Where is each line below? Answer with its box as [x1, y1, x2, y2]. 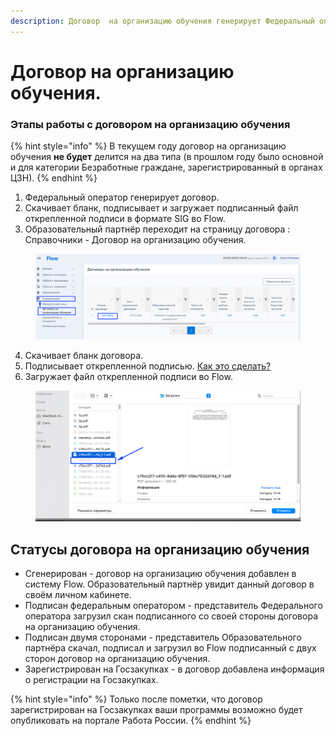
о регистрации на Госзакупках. [24, 674, 159, 686]
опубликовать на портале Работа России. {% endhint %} [10, 715, 252, 727]
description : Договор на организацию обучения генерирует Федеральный [10, 16, 315, 26]
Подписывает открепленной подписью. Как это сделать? [24, 360, 272, 372]
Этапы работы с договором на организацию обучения [10, 117, 291, 131]
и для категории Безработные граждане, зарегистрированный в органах [10, 161, 323, 174]
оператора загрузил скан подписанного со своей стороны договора [24, 610, 318, 622]
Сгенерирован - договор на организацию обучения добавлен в [24, 568, 297, 580]
